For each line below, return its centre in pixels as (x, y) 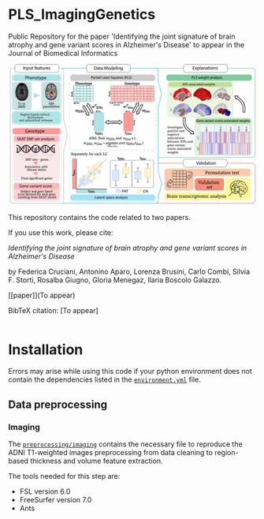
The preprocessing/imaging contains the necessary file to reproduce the (125, 444)
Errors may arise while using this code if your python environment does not (130, 372)
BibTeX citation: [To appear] (53, 311)
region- (226, 453)
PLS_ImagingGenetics (82, 15)
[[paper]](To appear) (42, 295)
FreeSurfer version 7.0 (56, 500)
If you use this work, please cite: (61, 233)
